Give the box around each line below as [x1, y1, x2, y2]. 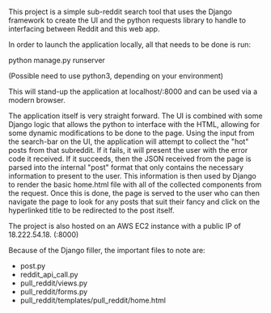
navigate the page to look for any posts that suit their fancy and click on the [8, 197, 260, 206]
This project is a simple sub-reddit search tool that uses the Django [8, 7, 232, 16]
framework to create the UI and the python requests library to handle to [8, 15, 247, 25]
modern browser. [8, 95, 66, 104]
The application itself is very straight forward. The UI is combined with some [8, 111, 263, 121]
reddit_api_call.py [19, 270, 78, 279]
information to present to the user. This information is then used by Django [8, 171, 256, 180]
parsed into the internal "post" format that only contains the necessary [8, 163, 244, 172]
